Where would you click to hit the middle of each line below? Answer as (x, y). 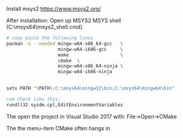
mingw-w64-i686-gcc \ (90, 49)
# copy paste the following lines (50, 38)
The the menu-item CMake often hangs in (58, 128)
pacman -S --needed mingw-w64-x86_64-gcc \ (65, 44)
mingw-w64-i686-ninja (85, 72)
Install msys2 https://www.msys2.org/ (54, 9)
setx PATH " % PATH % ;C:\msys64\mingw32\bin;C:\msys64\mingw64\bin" (90, 88)
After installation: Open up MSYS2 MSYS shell (64, 20)
